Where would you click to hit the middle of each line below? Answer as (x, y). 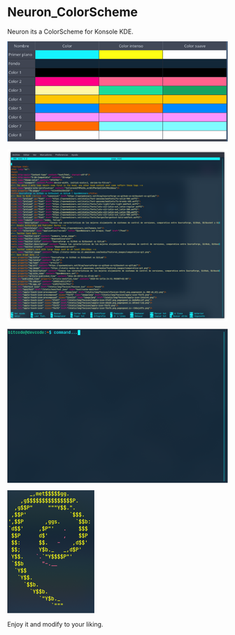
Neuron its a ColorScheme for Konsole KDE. (71, 31)
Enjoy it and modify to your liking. (55, 625)
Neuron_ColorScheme (73, 12)
